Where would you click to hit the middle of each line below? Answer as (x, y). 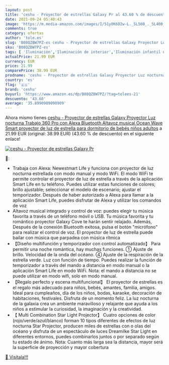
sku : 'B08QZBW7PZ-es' (28, 47)
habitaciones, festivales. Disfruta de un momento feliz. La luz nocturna (86, 298)
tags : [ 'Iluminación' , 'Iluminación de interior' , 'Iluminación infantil (83, 52)
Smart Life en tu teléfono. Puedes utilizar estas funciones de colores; (84, 185)
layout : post (19, 10)
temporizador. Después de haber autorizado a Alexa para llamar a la (83, 195)
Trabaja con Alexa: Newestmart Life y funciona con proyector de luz (83, 168)
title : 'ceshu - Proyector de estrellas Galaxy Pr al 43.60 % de (75, 15)
